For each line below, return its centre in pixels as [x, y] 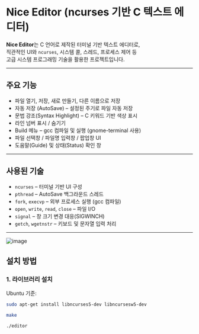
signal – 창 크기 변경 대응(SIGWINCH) [60, 216]
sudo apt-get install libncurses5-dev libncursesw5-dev [76, 305]
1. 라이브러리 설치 [30, 279]
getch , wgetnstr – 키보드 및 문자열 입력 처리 [65, 223]
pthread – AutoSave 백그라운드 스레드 [59, 194]
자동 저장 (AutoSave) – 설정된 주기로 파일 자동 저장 [74, 108]
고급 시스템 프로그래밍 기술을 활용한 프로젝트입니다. [65, 59]
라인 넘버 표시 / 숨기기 [40, 123]
